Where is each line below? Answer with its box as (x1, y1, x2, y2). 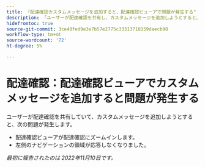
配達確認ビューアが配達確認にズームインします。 (15, 133, 138, 141)
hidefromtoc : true (6, 20, 53, 26)
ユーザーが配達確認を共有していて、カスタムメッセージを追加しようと (6, 113, 182, 120)
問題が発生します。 (27, 120, 76, 128)
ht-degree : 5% (6, 43, 43, 49)
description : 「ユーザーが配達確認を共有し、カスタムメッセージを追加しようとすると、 (6, 15, 201, 21)
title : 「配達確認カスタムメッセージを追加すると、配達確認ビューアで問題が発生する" (6, 9, 197, 15)
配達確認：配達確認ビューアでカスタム (6, 77, 199, 90)
